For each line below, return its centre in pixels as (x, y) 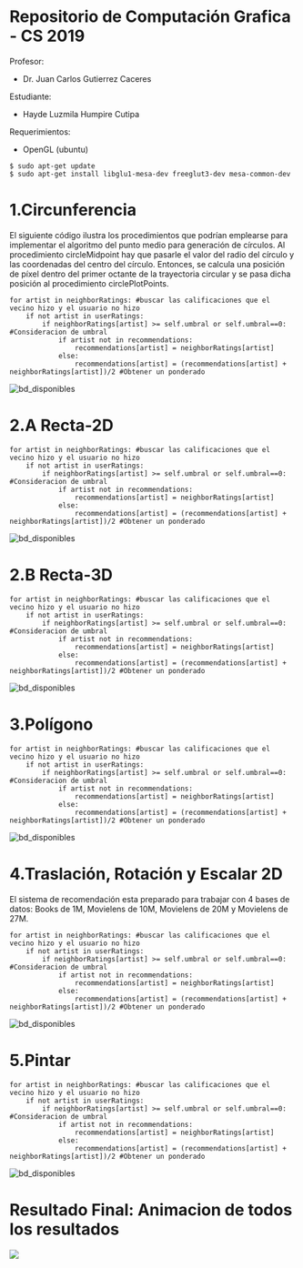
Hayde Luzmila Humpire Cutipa (81, 114)
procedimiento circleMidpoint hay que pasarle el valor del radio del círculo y (152, 254)
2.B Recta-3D (61, 575)
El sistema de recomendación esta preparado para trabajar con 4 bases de (150, 899)
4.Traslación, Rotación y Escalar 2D (146, 874)
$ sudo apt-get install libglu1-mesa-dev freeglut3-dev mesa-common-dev (150, 174)
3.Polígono (51, 724)
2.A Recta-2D (61, 426)
